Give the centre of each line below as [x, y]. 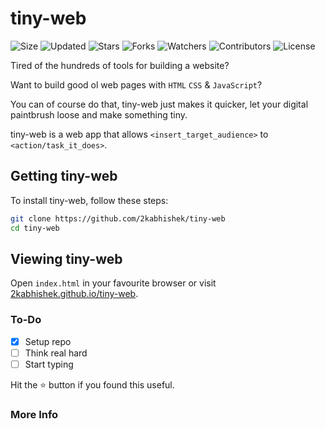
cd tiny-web [35, 228]
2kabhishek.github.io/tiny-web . [74, 294]
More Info [34, 414]
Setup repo [48, 341]
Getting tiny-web [64, 176]
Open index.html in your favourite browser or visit [113, 283]
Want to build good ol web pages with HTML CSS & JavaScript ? [136, 84]
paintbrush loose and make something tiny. [99, 114]
